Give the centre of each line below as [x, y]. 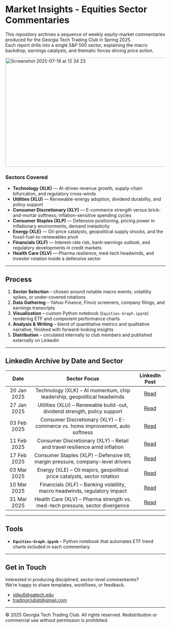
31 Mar [18, 499]
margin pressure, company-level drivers [83, 462]
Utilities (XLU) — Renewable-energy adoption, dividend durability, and [87, 199]
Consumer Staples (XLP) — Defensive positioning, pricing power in [84, 221]
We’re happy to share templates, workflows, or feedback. [65, 585]
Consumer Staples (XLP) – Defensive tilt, [83, 455]
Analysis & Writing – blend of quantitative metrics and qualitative [81, 324]
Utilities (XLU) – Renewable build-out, [83, 405]
